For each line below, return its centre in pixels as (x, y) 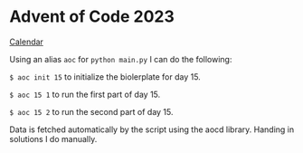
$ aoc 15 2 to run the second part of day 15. (91, 111)
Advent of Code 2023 (92, 17)
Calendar (26, 42)
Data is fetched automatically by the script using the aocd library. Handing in (152, 129)
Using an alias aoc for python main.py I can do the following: (121, 59)
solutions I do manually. (53, 139)
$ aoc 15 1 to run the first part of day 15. (85, 94)
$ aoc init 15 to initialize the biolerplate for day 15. (105, 76)
